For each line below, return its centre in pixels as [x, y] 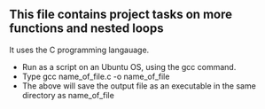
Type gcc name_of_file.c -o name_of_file [96, 76]
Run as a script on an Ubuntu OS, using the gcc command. [129, 66]
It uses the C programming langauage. [79, 50]
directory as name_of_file [68, 95]
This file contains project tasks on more [121, 15]
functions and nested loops [86, 29]
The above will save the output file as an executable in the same [139, 86]
